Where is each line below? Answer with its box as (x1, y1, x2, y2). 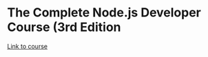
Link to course (7, 42, 48, 50)
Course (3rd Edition (7, 19, 122, 35)
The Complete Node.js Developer (7, 5, 202, 21)
